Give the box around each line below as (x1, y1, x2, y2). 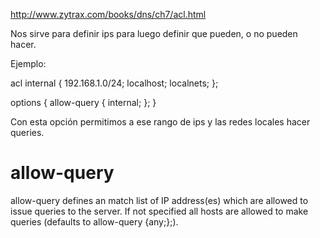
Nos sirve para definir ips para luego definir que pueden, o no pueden (10, 28, 298, 39)
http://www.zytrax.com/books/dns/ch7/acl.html (10, 9, 207, 20)
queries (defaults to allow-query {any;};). (10, 215, 179, 228)
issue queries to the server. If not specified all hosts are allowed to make (10, 205, 309, 217)
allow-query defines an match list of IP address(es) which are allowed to (10, 194, 309, 206)
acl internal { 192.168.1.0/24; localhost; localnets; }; (10, 77, 219, 89)
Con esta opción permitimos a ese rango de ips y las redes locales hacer (10, 116, 311, 128)
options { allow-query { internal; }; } (10, 97, 157, 108)
